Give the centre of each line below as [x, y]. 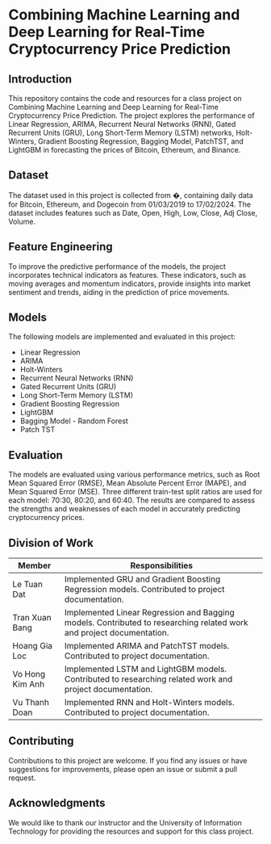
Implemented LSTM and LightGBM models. [146, 670]
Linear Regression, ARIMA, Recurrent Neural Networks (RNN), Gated [122, 124]
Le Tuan [27, 585]
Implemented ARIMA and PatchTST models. [147, 646]
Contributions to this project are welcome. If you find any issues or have [128, 760]
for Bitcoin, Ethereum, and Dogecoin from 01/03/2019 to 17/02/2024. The [130, 204]
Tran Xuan [32, 618]
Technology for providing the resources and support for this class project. [131, 831]
